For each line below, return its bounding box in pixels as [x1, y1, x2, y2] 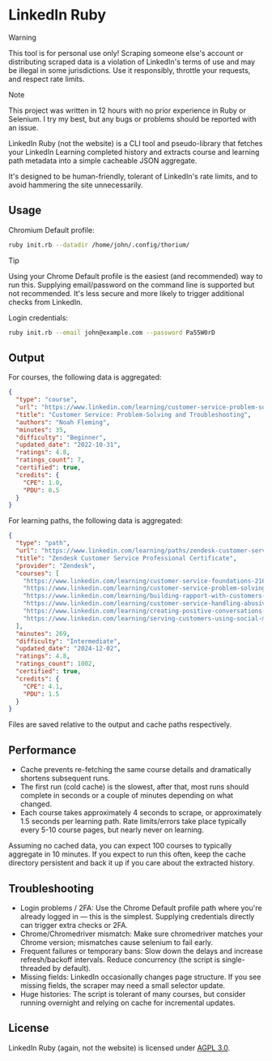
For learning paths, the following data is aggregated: [8, 516, 183, 526]
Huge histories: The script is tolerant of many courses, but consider [19, 989, 246, 999]
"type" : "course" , [15, 396, 79, 404]
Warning [8, 32, 36, 42]
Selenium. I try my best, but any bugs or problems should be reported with [8, 114, 257, 123]
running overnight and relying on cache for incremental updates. [19, 998, 236, 1007]
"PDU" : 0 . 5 [23, 486, 60, 494]
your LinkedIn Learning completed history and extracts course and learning [8, 147, 260, 157]
